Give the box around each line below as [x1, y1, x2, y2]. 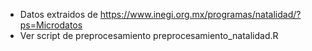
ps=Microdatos [19, 19, 83, 31]
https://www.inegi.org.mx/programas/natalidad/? [99, 9, 302, 20]
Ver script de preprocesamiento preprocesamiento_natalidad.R [19, 30, 279, 41]
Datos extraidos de [19, 9, 98, 20]
